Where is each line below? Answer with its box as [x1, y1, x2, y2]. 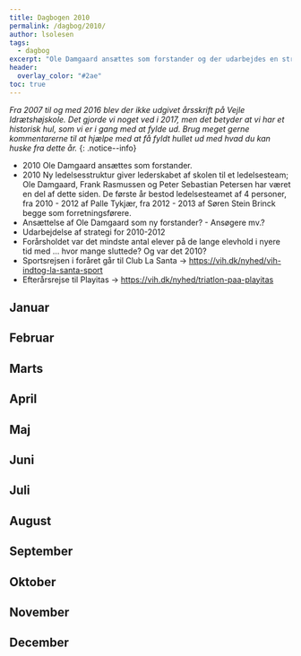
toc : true [9, 80, 47, 89]
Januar [9, 300, 50, 315]
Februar [9, 331, 55, 346]
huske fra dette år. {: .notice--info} [9, 142, 137, 153]
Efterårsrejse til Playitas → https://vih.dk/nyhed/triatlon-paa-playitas [21, 274, 274, 285]
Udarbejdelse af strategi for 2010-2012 [21, 226, 166, 237]
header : [9, 64, 39, 73]
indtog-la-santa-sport [21, 264, 103, 275]
